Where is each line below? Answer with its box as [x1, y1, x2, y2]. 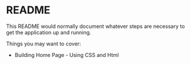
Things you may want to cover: [6, 40, 81, 47]
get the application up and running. [6, 29, 91, 35]
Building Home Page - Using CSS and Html [14, 51, 119, 58]
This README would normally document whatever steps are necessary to [6, 23, 185, 30]
